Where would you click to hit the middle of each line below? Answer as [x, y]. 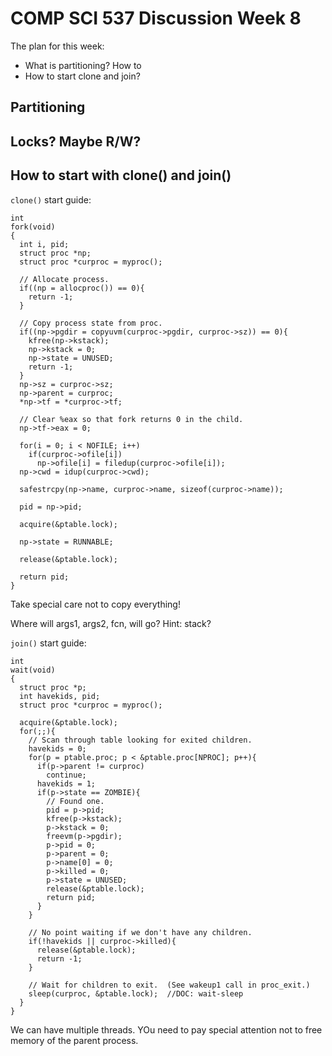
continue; [66, 775]
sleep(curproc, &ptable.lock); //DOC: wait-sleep [136, 993]
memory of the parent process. [74, 1040]
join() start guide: [48, 643]
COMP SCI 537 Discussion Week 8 [156, 18]
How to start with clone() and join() [121, 175]
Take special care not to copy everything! [95, 604]
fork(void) [33, 227]
